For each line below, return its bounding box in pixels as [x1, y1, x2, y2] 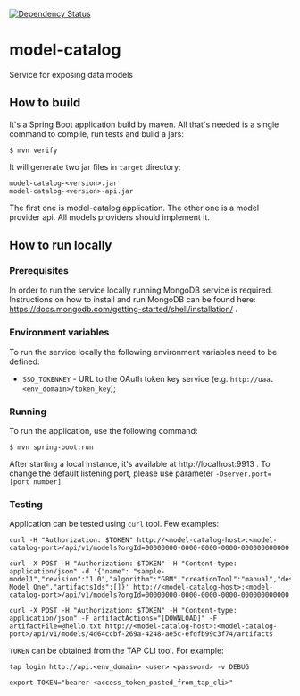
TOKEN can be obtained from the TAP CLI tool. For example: [9, 645, 225, 657]
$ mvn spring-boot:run [9, 443, 94, 452]
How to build [9, 95, 81, 111]
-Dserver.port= [215, 470, 272, 479]
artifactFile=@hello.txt [9, 622, 102, 631]
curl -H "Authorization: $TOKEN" [9, 536, 134, 545]
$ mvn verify [9, 146, 58, 155]
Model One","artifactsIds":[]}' [9, 582, 129, 592]
